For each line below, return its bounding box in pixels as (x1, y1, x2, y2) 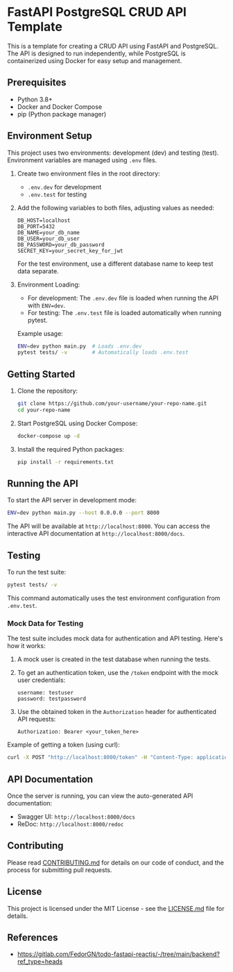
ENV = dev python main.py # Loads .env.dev (17, 343, 142, 350)
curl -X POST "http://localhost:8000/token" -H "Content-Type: (7, 754, 194, 761)
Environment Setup (7, 130, 92, 142)
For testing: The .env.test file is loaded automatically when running (27, 308, 222, 316)
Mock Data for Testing (7, 618, 84, 628)
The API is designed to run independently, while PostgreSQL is (7, 49, 186, 58)
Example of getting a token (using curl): (7, 740, 120, 749)
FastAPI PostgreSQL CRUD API (7, 4, 187, 20)
